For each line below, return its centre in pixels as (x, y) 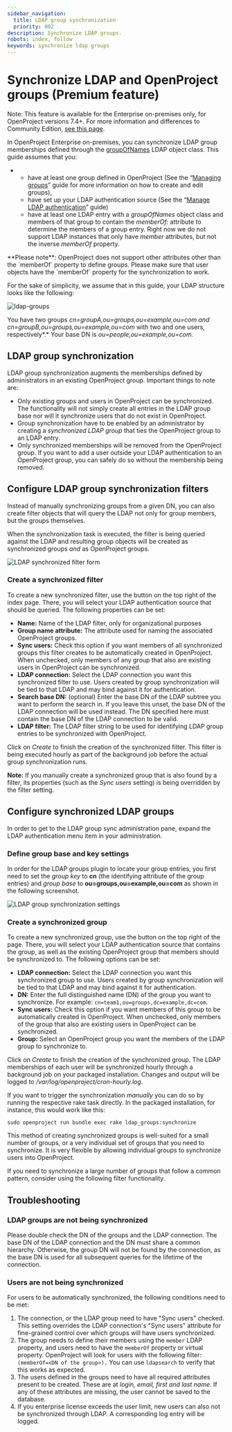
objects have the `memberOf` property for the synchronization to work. (108, 272)
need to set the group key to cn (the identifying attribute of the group (106, 876)
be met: (18, 1305)
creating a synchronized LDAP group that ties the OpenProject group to (119, 430)
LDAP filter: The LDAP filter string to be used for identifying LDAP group (120, 726)
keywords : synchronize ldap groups (59, 46)
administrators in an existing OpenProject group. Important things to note (111, 380)
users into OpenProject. (41, 1158)
